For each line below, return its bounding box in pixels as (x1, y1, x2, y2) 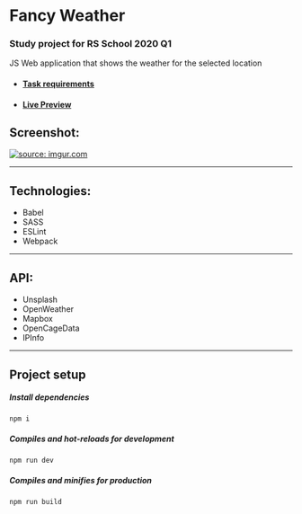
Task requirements (22, 78, 94, 90)
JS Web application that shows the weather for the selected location (9, 58, 262, 68)
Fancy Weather (9, 5, 126, 26)
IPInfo (22, 332, 45, 343)
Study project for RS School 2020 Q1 (9, 38, 173, 50)
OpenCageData (22, 323, 80, 333)
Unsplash (22, 294, 58, 306)
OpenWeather (22, 304, 75, 315)
